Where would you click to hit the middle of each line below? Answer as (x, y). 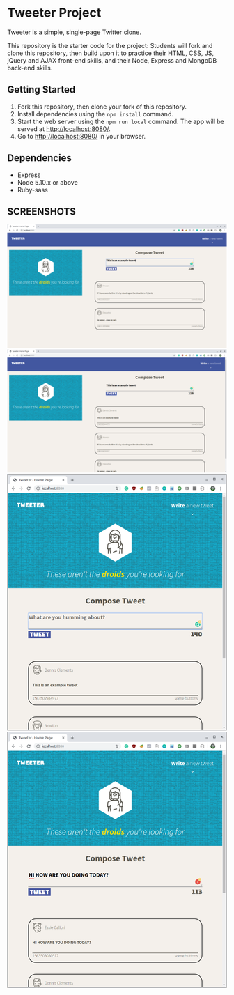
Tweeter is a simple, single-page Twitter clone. (74, 32)
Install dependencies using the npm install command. (95, 114)
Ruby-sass (33, 190)
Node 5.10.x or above (47, 182)
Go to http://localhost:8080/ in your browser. (81, 136)
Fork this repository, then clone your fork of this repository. (102, 107)
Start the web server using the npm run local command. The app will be (121, 121)
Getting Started (41, 90)
